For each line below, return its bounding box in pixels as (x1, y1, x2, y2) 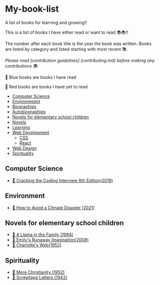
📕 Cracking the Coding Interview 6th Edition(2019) (12, 177, 113, 183)
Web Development (12, 130, 50, 135)
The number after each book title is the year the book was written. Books (5, 41, 152, 46)
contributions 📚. (5, 63, 39, 69)
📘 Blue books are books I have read (5, 74, 77, 80)
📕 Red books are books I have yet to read (5, 84, 88, 89)
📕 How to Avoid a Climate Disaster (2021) (12, 204, 95, 211)
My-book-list (5, 3, 60, 15)
